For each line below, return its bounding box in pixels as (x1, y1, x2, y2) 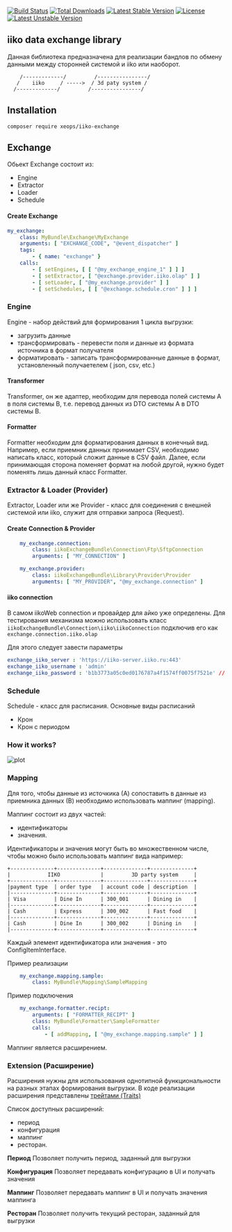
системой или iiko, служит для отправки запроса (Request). (7, 509, 185, 517)
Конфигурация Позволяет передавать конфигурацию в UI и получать (7, 1167, 215, 1176)
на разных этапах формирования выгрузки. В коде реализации (7, 1084, 195, 1092)
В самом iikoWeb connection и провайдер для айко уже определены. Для (7, 609, 226, 617)
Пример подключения (7, 991, 74, 1000)
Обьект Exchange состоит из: (7, 160, 94, 168)
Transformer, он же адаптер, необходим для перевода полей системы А (7, 392, 222, 400)
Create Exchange (7, 212, 58, 221)
